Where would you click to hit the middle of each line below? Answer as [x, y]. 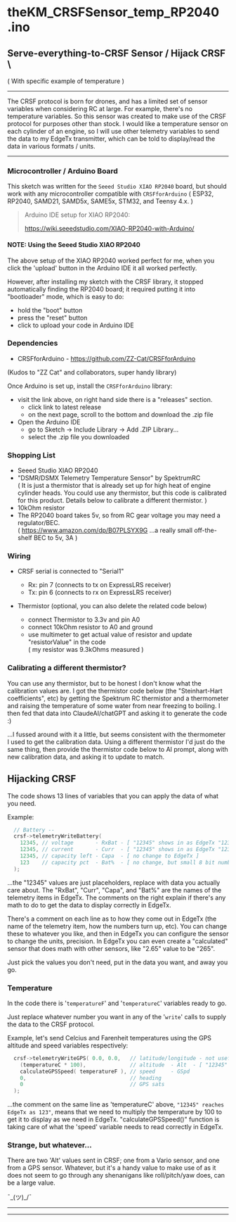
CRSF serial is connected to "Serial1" [71, 572]
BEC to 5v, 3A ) [56, 538]
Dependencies [33, 344]
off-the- [206, 530]
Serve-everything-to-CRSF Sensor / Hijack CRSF [117, 53]
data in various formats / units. [52, 146]
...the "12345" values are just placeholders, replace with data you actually [114, 882]
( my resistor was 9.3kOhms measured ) [86, 650]
